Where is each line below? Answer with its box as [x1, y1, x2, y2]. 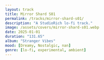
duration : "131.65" [5, 34, 45, 39]
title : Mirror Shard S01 [5, 12, 56, 16]
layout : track [5, 7, 34, 12]
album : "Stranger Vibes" [5, 39, 56, 44]
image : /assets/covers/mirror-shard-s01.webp [5, 25, 99, 30]
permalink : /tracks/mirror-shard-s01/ [5, 16, 84, 21]
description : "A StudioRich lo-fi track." [5, 20, 93, 26]
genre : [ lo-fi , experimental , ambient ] [5, 47, 86, 52]
